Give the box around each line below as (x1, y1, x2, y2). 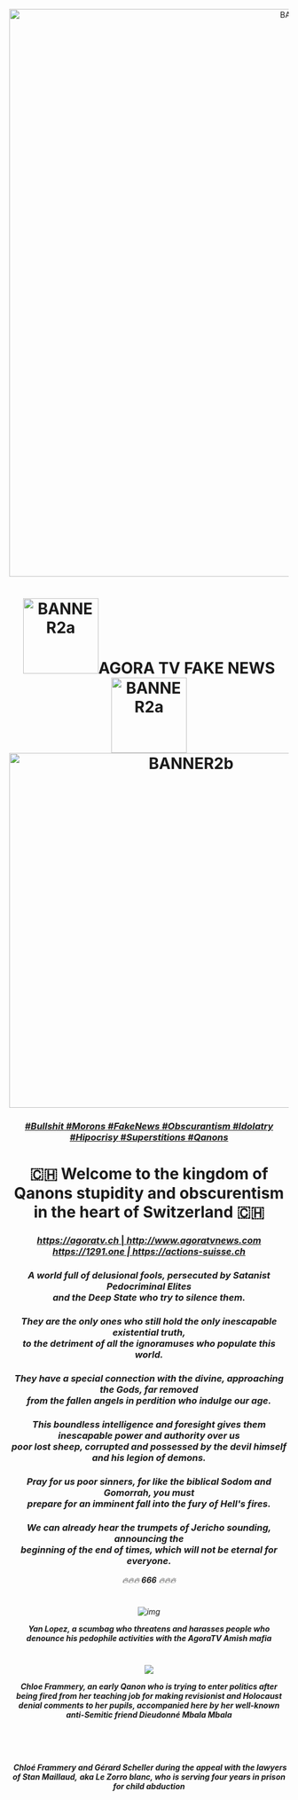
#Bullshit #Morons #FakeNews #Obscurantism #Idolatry (24, 1120, 274, 1133)
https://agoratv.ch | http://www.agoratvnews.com (36, 1234, 262, 1246)
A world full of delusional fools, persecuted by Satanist (27, 1269, 271, 1282)
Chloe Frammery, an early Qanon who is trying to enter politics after (20, 1681, 278, 1692)
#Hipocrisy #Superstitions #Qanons (69, 1131, 229, 1144)
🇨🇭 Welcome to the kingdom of (29, 1164, 269, 1184)
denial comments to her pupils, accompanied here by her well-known (18, 1700, 280, 1710)
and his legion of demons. (91, 1451, 207, 1464)
